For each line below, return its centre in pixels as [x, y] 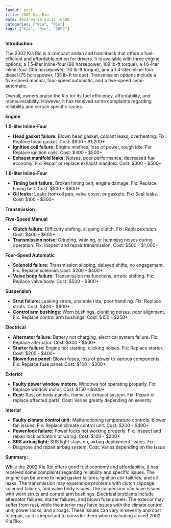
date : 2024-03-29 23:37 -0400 [38, 19]
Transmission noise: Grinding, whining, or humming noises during [83, 240]
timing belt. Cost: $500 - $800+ [46, 189]
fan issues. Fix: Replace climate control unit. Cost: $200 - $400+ [81, 425]
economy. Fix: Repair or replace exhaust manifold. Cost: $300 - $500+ [87, 163]
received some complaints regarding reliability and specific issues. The [80, 472]
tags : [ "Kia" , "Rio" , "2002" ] [38, 29]
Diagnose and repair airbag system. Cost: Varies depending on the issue [89, 447]
